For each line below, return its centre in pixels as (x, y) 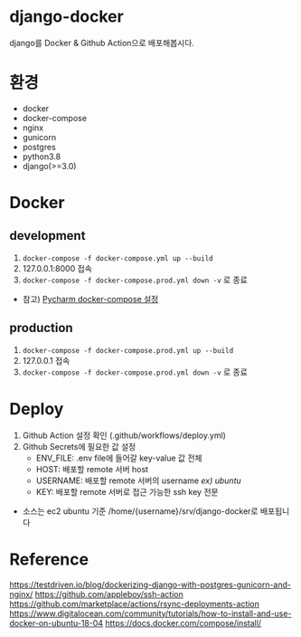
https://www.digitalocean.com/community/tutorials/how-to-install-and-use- (150, 613)
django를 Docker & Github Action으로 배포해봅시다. (102, 43)
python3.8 (42, 157)
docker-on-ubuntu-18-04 (56, 623)
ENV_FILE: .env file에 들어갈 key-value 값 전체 (119, 458)
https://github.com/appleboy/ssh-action (109, 594)
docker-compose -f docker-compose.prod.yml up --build (128, 350)
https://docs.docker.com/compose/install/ (183, 623)
